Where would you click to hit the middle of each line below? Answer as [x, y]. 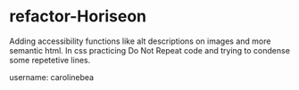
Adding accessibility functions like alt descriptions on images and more [140, 41]
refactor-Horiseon [78, 16]
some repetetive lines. [50, 60]
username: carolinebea [52, 77]
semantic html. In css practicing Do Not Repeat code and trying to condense [149, 50]
